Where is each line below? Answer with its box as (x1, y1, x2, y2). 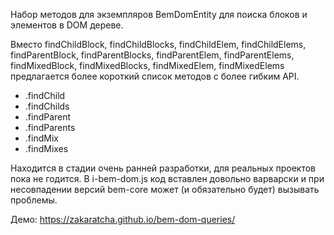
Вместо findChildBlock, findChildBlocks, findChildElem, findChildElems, (10, 39, 307, 50)
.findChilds (24, 100, 70, 112)
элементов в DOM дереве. (10, 19, 124, 31)
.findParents (24, 122, 76, 133)
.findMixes (24, 143, 69, 154)
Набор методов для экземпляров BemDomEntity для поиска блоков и (10, 9, 308, 20)
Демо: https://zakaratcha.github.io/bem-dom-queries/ (10, 214, 236, 225)
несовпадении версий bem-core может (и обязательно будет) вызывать (10, 184, 320, 195)
